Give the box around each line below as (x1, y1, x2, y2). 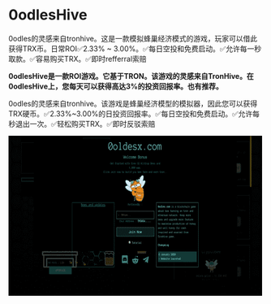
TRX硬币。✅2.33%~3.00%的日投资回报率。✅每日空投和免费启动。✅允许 (8, 108, 253, 119)
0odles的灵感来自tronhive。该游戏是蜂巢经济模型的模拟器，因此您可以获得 (8, 98, 258, 108)
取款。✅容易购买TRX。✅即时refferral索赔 (8, 54, 148, 63)
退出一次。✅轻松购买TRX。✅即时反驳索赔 (15, 119, 156, 128)
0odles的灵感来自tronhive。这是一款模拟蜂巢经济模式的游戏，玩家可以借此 (8, 33, 258, 43)
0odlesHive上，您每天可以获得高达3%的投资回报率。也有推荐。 (8, 81, 223, 91)
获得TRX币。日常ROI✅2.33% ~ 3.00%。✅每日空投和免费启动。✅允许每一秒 (8, 43, 262, 54)
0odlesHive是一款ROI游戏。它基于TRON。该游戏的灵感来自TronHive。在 (8, 71, 254, 80)
